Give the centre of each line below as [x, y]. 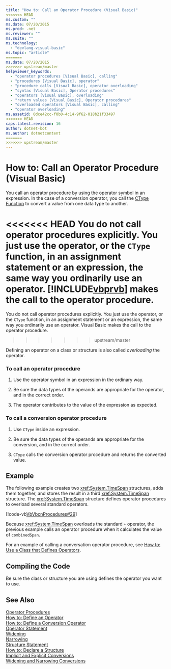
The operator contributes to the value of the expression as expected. [85, 405]
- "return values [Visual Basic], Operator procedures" [71, 100]
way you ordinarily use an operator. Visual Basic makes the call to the [79, 325]
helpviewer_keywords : [29, 72]
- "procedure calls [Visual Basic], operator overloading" [74, 86]
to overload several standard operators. [47, 504]
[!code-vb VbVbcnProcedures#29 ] [41, 514]
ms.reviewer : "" [23, 34]
